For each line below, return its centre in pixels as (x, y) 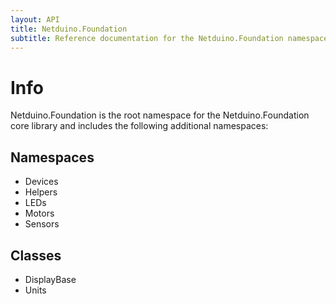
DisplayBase (50, 279)
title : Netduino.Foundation (69, 29)
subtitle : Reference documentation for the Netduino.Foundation (147, 38)
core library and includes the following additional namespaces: (139, 126)
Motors (39, 213)
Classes (36, 255)
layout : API (35, 19)
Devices (41, 182)
